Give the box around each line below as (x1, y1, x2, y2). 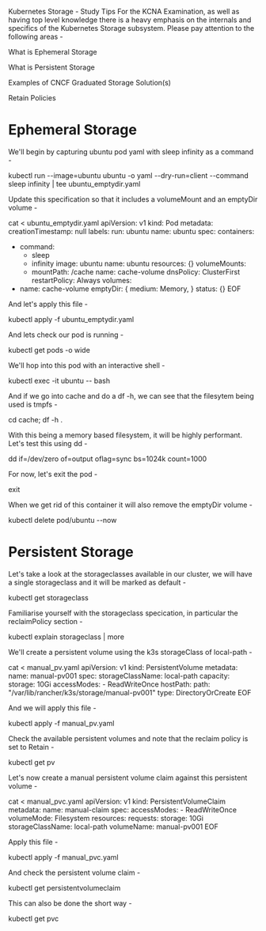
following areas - (8, 32, 63, 41)
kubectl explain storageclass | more (8, 632, 125, 641)
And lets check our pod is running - (8, 330, 124, 339)
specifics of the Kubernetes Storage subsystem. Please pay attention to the (8, 24, 255, 32)
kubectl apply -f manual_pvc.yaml (8, 852, 119, 861)
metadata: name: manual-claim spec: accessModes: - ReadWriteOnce (8, 804, 237, 814)
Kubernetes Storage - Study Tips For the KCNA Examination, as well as (8, 7, 240, 16)
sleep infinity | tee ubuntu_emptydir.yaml (8, 179, 141, 188)
